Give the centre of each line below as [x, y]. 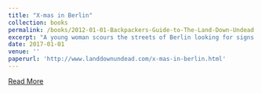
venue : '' [24, 52]
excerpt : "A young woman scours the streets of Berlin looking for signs [131, 37]
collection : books [38, 23]
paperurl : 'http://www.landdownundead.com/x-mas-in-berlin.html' [117, 59]
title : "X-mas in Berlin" [50, 15]
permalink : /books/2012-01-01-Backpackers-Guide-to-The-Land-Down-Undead [131, 30]
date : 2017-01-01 [36, 45]
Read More [26, 81]
